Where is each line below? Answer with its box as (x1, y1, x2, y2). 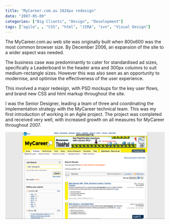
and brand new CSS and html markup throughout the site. (5, 91, 125, 97)
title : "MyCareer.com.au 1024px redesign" (5, 8, 96, 13)
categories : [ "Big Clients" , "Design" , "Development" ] (5, 19, 123, 24)
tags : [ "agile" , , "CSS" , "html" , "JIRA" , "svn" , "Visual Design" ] (5, 24, 151, 29)
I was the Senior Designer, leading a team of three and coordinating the (5, 100, 154, 106)
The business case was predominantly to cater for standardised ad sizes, (5, 59, 158, 65)
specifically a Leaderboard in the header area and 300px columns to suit (5, 65, 157, 71)
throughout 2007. (5, 122, 41, 128)
